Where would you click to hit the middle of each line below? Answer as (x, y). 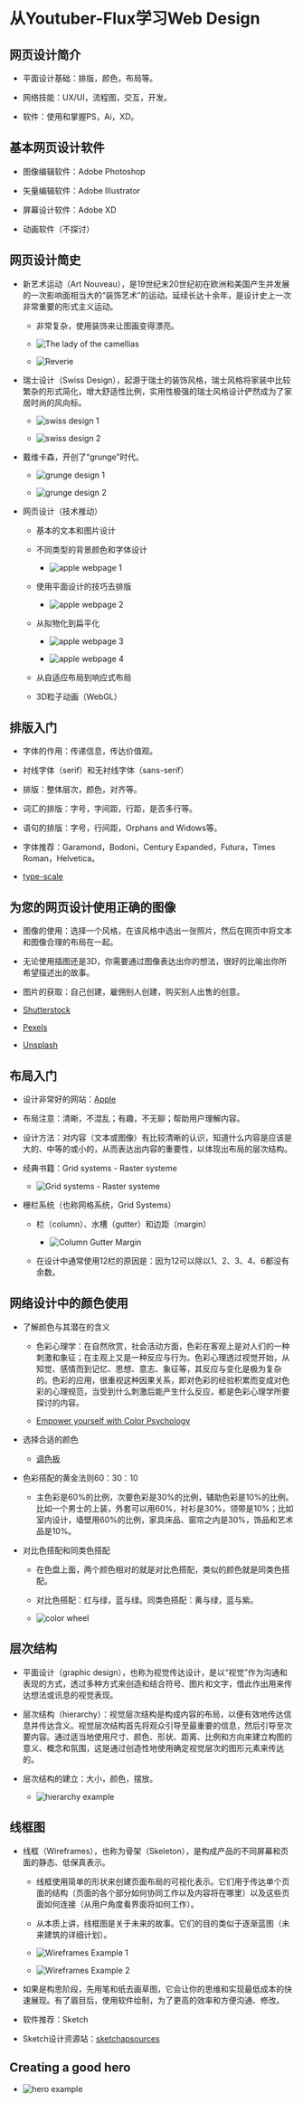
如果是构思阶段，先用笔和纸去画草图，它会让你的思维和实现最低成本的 (153, 1989)
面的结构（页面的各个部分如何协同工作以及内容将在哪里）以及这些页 (163, 1892)
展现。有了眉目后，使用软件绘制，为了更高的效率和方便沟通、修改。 (157, 2000)
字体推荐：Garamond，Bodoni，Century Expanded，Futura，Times (149, 848)
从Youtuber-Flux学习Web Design (135, 19)
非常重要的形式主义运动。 (70, 306)
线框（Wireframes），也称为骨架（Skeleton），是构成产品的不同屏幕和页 (156, 1851)
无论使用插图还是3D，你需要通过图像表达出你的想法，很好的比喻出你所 (155, 962)
